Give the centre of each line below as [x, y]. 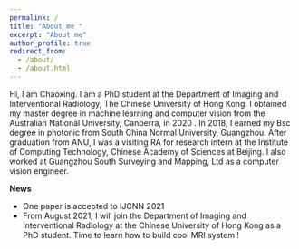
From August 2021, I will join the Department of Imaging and [135, 215]
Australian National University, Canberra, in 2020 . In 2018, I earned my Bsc [150, 122]
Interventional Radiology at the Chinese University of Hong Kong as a [152, 225]
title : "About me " [46, 26]
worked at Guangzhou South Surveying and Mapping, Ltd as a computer [144, 161]
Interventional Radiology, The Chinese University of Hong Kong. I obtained [148, 103]
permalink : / [34, 18]
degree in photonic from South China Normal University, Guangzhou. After [148, 132]
